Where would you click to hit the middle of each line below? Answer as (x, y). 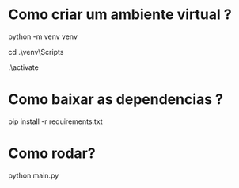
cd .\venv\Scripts (36, 52)
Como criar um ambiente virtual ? (120, 15)
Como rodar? (52, 153)
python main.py (34, 175)
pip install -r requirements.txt (55, 121)
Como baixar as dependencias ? (116, 100)
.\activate (24, 67)
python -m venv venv (43, 36)
